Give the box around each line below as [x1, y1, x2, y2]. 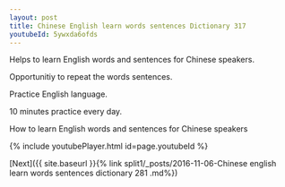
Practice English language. [9, 89, 108, 99]
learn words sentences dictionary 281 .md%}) [9, 167, 178, 179]
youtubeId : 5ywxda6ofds [9, 30, 99, 38]
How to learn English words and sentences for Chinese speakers [9, 123, 248, 134]
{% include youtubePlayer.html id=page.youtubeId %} [9, 140, 209, 152]
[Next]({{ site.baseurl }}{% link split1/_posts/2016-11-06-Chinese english [9, 158, 277, 169]
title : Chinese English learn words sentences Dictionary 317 [9, 21, 246, 30]
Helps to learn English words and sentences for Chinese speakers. [9, 55, 255, 65]
